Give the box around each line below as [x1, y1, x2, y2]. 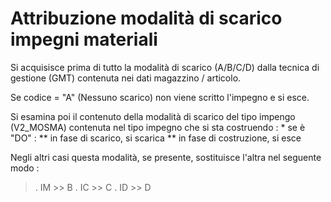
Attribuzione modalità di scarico [10, 7, 283, 30]
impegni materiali [10, 28, 158, 51]
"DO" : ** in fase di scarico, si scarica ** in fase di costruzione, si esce [10, 132, 302, 144]
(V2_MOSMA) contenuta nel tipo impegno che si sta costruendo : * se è [10, 121, 306, 133]
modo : [10, 162, 40, 174]
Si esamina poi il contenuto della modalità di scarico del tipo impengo [10, 110, 296, 122]
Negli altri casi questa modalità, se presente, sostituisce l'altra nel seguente [10, 151, 322, 163]
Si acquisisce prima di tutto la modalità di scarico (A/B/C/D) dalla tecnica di [10, 61, 320, 73]
